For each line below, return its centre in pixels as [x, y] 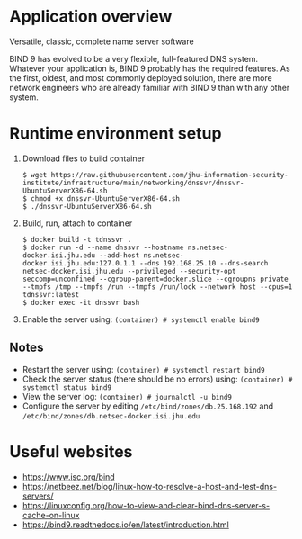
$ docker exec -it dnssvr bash [81, 302]
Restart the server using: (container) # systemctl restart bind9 [143, 369]
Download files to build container [84, 158]
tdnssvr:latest [51, 294]
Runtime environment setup [115, 134]
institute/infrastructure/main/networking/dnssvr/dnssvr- [133, 183]
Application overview [91, 17]
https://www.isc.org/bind [68, 476]
